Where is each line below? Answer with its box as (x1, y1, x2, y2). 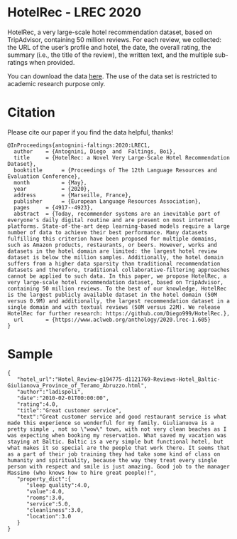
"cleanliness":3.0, (26, 506, 84, 513)
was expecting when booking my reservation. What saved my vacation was (7, 431, 227, 439)
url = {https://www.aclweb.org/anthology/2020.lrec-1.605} (13, 316, 211, 323)
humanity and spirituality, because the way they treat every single (7, 456, 218, 464)
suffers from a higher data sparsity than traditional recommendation (7, 260, 221, 267)
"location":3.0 (26, 513, 72, 520)
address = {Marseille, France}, (13, 192, 132, 199)
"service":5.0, (26, 500, 72, 508)
